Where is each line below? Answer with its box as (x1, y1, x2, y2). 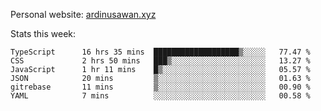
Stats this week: (10, 28, 77, 39)
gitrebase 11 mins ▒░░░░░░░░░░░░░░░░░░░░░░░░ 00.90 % (10, 82, 311, 92)
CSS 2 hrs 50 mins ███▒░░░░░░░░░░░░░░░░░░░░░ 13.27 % (10, 56, 311, 66)
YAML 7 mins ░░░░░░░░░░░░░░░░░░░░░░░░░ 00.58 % (10, 91, 311, 101)
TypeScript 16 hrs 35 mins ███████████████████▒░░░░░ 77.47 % (10, 47, 311, 57)
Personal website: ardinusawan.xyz (10, 9, 157, 20)
